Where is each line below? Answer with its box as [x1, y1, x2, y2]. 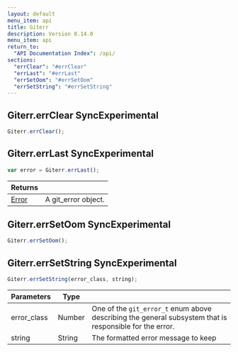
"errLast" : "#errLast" [13, 70, 81, 77]
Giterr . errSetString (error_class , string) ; [7, 276, 138, 283]
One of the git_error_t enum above [91, 304, 212, 313]
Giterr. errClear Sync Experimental [7, 109, 159, 121]
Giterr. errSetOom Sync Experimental [7, 219, 171, 231]
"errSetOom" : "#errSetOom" [13, 76, 93, 84]
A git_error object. [45, 194, 105, 204]
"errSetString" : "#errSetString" [13, 83, 113, 90]
